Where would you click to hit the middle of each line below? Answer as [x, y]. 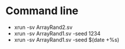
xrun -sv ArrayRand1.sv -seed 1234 [57, 33]
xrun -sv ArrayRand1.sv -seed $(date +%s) [67, 40]
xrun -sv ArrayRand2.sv [43, 27]
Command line [42, 11]
